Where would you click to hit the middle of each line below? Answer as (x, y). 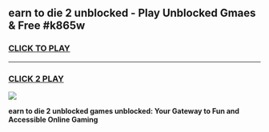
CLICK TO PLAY (39, 49)
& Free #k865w (47, 26)
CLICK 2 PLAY (36, 78)
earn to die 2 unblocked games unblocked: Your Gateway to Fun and (124, 110)
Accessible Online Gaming (53, 119)
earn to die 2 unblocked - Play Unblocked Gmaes (132, 13)
